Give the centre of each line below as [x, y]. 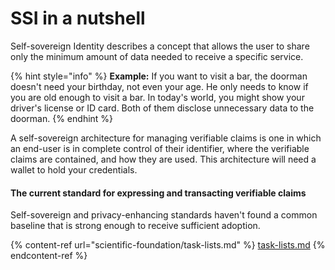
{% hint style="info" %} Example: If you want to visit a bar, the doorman [159, 76]
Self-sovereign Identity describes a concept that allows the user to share [160, 46]
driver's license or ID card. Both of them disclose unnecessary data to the [162, 108]
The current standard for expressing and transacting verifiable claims [158, 193]
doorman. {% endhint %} [62, 118]
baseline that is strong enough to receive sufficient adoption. [135, 226]
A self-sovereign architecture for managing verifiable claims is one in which [166, 138]
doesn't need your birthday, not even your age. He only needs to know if [159, 86]
